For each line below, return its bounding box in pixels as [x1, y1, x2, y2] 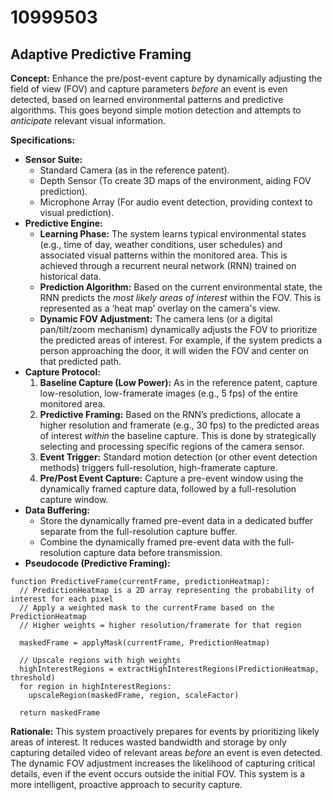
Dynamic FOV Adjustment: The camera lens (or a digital [39, 313, 273, 325]
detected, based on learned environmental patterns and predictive [10, 94, 284, 105]
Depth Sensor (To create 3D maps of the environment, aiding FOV [39, 175, 312, 186]
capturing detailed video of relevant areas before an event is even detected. [10, 747, 323, 758]
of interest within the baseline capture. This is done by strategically [39, 430, 317, 441]
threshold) [10, 673, 56, 683]
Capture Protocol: [24, 366, 101, 378]
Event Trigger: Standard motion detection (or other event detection [39, 451, 318, 463]
